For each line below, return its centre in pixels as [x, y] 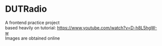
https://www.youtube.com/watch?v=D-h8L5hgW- [107, 27]
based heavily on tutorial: [31, 27]
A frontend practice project [32, 23]
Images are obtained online [33, 38]
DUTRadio [26, 9]
